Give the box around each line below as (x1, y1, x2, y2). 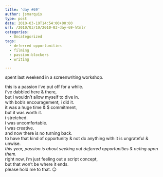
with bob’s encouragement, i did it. (5, 99, 74, 105)
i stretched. (5, 115, 28, 121)
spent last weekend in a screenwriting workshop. (5, 74, 104, 80)
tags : (5, 39, 16, 44)
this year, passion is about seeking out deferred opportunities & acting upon (5, 146, 158, 152)
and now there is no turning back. (5, 130, 73, 136)
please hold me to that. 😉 (5, 166, 57, 173)
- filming (9, 48, 29, 53)
